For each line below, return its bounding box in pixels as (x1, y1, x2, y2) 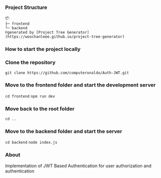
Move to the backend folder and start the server (5, 128, 122, 135)
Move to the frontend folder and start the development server (5, 82, 156, 89)
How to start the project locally (5, 46, 80, 53)
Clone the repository (5, 59, 56, 66)
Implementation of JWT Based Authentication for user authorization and (5, 163, 152, 169)
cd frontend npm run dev (5, 93, 55, 99)
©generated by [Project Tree (5, 30, 65, 35)
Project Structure (5, 4, 47, 11)
